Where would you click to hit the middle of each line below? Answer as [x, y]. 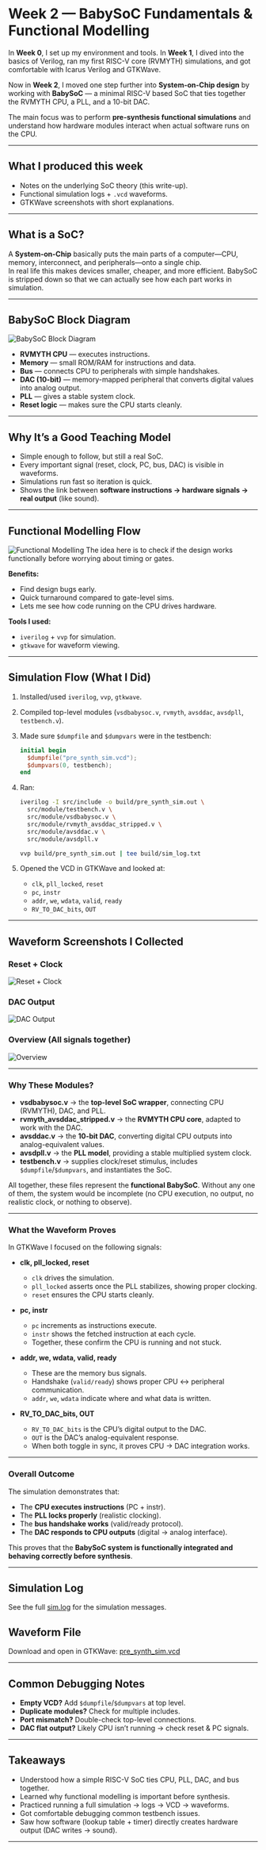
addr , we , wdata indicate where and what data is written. [121, 1399]
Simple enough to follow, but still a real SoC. [91, 456]
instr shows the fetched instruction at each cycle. [114, 1334]
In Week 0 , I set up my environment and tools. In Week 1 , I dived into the [126, 52]
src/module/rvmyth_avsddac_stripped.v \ [95, 824]
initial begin [43, 750]
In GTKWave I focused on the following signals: [85, 1247]
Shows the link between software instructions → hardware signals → [134, 490]
